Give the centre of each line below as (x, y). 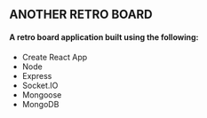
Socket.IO (40, 85)
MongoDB (40, 104)
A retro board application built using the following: (104, 37)
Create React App (55, 57)
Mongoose (42, 94)
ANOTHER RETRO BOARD (81, 15)
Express (37, 75)
